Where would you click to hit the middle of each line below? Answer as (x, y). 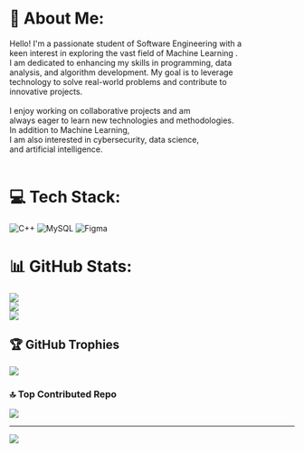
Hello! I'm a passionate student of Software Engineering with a (126, 43)
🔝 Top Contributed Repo (63, 394)
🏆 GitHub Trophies (65, 345)
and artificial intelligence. (56, 149)
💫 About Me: (57, 19)
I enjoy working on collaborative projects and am (100, 110)
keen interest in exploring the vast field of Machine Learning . (123, 52)
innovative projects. (46, 91)
